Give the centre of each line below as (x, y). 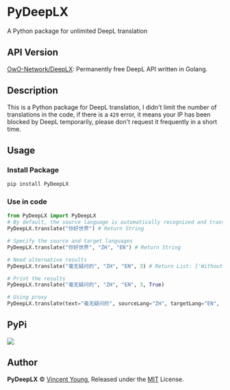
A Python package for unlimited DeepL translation (77, 31)
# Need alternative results (47, 260)
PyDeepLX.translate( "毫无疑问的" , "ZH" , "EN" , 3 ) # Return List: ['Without (115, 266)
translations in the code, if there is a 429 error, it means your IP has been (109, 114)
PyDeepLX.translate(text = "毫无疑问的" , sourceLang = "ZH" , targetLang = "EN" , (114, 304)
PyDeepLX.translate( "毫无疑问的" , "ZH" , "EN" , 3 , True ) (86, 285)
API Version (33, 52)
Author (22, 363)
